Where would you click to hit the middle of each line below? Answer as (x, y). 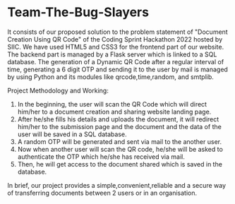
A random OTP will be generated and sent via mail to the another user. (120, 141)
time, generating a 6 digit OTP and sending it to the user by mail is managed (117, 69)
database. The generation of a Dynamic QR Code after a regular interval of (116, 61)
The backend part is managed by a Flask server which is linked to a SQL (112, 54)
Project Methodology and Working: (58, 90)
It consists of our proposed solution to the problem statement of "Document (117, 32)
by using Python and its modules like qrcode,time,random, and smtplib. (110, 77)
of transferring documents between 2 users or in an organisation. (102, 193)
